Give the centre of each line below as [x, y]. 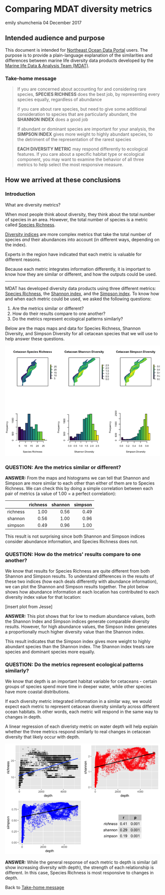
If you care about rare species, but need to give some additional [82, 109]
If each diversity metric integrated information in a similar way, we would [79, 701]
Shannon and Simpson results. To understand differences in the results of [80, 577]
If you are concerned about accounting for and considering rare [82, 89]
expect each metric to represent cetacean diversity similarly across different [82, 707]
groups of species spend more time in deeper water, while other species [78, 687]
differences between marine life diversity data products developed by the [79, 60]
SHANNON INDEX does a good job [53, 119]
